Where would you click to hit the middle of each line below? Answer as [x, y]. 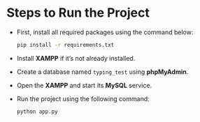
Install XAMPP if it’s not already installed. [76, 58]
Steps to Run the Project [78, 13]
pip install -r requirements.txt [65, 45]
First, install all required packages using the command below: [105, 32]
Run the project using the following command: [83, 98]
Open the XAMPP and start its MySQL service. [84, 85]
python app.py [37, 112]
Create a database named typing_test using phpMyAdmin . [102, 72]
